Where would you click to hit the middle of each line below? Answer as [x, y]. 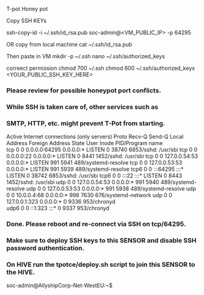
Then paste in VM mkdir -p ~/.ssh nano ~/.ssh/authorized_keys [86, 56]
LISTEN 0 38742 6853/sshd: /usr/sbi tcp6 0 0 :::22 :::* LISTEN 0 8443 [94, 176]
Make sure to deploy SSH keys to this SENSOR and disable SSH [101, 240]
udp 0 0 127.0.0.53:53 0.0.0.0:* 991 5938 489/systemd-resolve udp [111, 189]
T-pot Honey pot [27, 9]
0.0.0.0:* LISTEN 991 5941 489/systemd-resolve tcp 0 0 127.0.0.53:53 [94, 163]
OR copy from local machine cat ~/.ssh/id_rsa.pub [69, 44]
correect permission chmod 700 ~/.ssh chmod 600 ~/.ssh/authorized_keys [101, 68]
